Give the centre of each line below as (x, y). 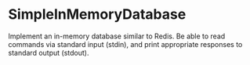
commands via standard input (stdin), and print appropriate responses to (125, 44)
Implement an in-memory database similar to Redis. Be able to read (117, 36)
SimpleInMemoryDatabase (97, 14)
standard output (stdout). (49, 52)
